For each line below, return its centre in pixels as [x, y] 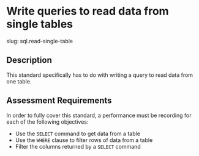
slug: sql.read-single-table [40, 41]
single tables [40, 24]
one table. [19, 81]
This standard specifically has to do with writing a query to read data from [100, 75]
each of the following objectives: [47, 122]
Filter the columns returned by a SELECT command [78, 146]
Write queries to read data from [88, 11]
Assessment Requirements [59, 101]
